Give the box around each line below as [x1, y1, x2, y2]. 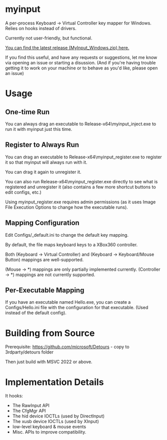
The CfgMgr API [12, 408, 46, 414]
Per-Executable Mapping [5, 286, 84, 294]
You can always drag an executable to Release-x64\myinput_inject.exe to [5, 121, 156, 127]
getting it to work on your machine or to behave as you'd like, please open [5, 65, 158, 71]
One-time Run [5, 107, 50, 116]
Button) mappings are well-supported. [5, 256, 84, 263]
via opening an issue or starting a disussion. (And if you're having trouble [5, 59, 156, 65]
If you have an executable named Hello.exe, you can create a [5, 299, 131, 305]
